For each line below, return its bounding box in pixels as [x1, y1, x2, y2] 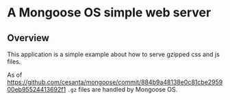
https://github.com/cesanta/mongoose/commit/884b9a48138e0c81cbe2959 [7, 78, 223, 86]
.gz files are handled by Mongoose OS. [67, 86, 178, 93]
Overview [7, 32, 50, 44]
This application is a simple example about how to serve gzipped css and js [7, 50, 220, 58]
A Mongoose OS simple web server [7, 5, 212, 21]
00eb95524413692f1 [7, 86, 66, 93]
